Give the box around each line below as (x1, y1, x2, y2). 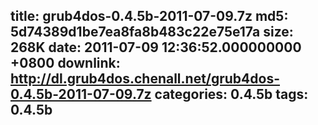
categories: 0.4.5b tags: (154, 86, 309, 103)
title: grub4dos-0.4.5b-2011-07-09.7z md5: (10, 8, 289, 25)
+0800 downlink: (10, 55, 121, 72)
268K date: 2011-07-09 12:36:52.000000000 (10, 39, 302, 56)
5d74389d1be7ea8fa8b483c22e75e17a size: (10, 24, 294, 41)
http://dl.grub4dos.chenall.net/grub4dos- (10, 70, 281, 88)
